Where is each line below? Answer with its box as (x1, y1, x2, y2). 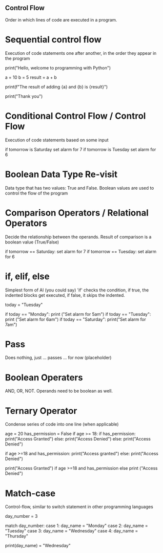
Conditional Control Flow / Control (5, 110, 146, 121)
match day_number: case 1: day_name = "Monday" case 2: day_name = (5, 523, 148, 529)
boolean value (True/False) (5, 239, 60, 245)
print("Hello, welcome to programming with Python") (5, 65, 111, 70)
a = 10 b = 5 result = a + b (5, 74, 57, 80)
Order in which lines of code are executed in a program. (5, 17, 117, 22)
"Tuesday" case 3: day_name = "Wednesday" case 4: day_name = (5, 528, 138, 534)
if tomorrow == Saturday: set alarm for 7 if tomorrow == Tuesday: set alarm (5, 248, 157, 254)
